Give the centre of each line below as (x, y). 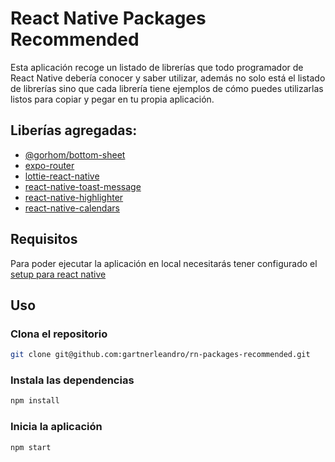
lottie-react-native (62, 176)
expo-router (49, 165)
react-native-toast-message (83, 186)
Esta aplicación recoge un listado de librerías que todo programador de (157, 67)
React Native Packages (108, 18)
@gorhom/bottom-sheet (75, 154)
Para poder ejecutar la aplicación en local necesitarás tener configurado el (164, 263)
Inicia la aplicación (56, 427)
